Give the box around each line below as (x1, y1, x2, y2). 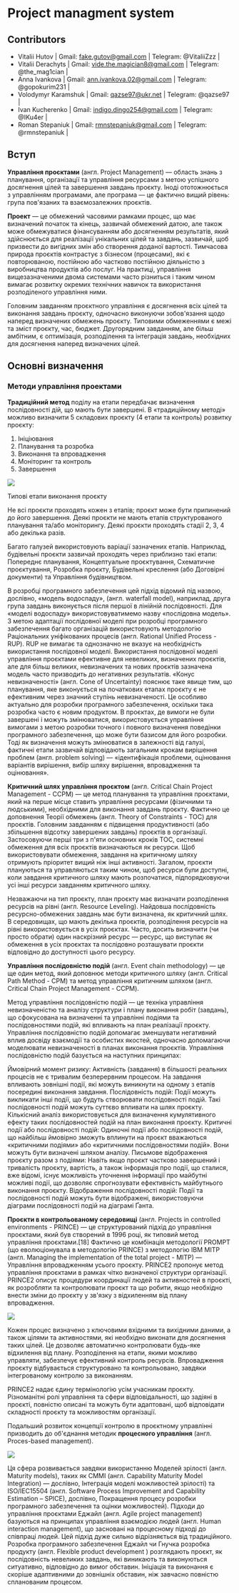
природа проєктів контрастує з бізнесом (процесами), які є (7, 250, 190, 258)
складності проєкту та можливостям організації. (7, 1408, 157, 1416)
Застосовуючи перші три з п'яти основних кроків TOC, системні (7, 835, 204, 843)
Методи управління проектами (7, 382, 122, 392)
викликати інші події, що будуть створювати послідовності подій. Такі (7, 1095, 221, 1104)
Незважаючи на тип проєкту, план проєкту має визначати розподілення (7, 894, 229, 903)
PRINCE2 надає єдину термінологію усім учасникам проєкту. (7, 1385, 195, 1393)
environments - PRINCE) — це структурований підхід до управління (7, 1222, 212, 1231)
